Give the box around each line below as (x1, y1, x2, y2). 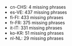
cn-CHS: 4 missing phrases (9, 4, 66, 10)
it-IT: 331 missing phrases (9, 25, 63, 31)
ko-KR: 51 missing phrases (9, 30, 64, 36)
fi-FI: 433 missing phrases (9, 15, 64, 20)
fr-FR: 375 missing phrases (9, 20, 65, 25)
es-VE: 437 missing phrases (9, 9, 68, 15)
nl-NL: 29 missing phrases (9, 35, 64, 41)
